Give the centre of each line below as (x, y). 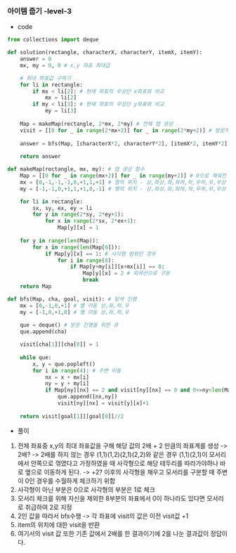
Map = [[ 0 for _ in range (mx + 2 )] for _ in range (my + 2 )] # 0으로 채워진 (123, 176)
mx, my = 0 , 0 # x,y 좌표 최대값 (65, 65)
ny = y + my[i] (67, 384)
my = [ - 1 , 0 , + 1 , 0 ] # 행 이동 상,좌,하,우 (75, 312)
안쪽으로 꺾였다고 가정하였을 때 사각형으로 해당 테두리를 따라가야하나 (125, 463)
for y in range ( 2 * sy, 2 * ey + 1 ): (78, 215)
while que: (36, 357)
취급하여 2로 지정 (48, 507)
